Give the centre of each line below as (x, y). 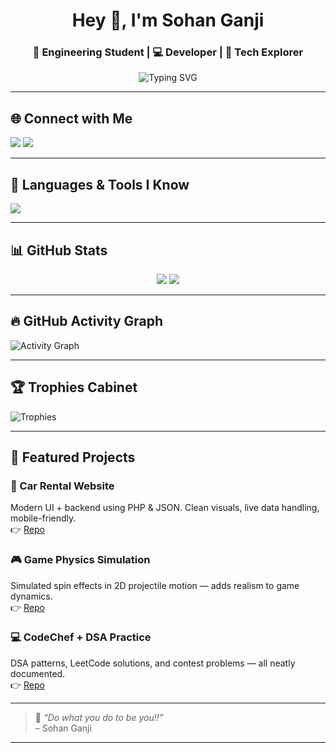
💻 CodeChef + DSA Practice (81, 637)
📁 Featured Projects (73, 457)
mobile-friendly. (43, 518)
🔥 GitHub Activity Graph (87, 321)
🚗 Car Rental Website (62, 486)
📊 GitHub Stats (59, 250)
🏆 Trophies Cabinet (74, 387)
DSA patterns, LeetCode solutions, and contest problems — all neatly (153, 663)
